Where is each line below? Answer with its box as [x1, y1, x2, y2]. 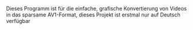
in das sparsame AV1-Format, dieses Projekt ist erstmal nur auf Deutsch [6, 11, 181, 18]
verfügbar [6, 18, 31, 24]
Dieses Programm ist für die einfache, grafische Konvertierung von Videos [6, 5, 187, 12]
